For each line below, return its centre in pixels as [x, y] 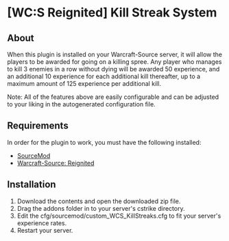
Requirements [38, 126]
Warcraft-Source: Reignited [56, 163]
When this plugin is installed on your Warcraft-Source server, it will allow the [115, 54]
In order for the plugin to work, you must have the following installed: [104, 142]
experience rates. [42, 223]
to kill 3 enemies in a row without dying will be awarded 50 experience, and [113, 69]
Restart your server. [45, 230]
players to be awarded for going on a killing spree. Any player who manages [114, 62]
